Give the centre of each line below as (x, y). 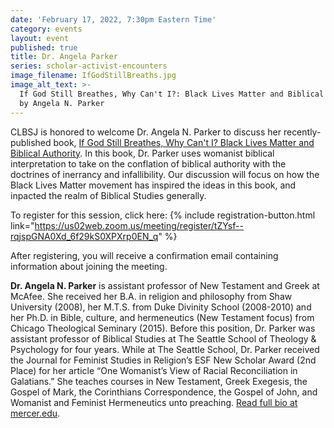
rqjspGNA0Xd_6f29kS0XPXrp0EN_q (84, 236)
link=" (22, 225)
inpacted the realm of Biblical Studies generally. (108, 195)
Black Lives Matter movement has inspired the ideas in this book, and (153, 185)
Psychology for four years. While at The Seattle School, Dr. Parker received (165, 349)
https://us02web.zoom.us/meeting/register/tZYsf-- (139, 225)
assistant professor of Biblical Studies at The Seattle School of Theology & (163, 338)
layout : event (40, 38)
